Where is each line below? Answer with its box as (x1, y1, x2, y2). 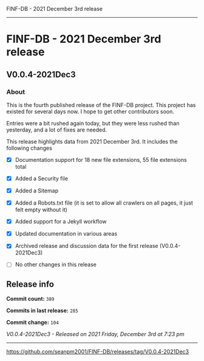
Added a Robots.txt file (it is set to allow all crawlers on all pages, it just (15, 199, 193, 206)
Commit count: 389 (6, 295, 55, 303)
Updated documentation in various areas (15, 230, 117, 237)
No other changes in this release (15, 261, 97, 268)
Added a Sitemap (15, 187, 59, 194)
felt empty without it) (15, 206, 68, 214)
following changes (6, 144, 53, 152)
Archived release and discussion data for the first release (15, 242, 158, 250)
